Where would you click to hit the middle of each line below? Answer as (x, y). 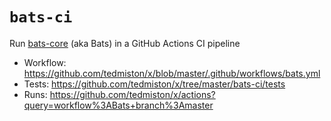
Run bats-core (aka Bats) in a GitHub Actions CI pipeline (125, 43)
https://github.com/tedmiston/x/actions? (132, 94)
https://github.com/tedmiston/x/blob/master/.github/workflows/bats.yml (172, 73)
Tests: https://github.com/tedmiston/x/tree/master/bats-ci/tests (154, 84)
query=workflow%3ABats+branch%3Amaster (118, 105)
